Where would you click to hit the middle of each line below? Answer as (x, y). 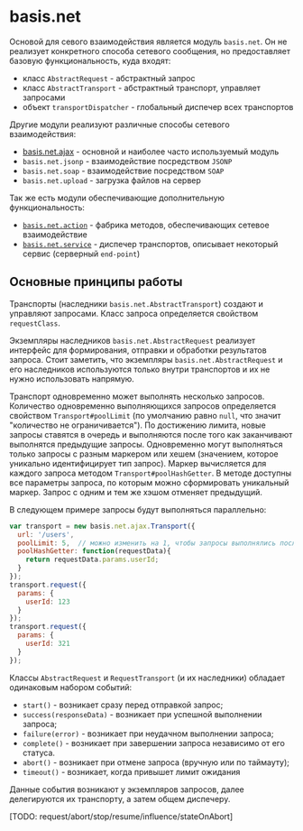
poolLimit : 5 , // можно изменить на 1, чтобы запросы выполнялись (147, 543)
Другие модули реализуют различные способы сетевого (119, 125)
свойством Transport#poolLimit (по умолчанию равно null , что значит (145, 415)
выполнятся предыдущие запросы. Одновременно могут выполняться (146, 444)
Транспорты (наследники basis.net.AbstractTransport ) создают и (137, 303)
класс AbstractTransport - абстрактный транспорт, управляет (142, 88)
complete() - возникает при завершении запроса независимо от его (154, 743)
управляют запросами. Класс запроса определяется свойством (134, 313)
